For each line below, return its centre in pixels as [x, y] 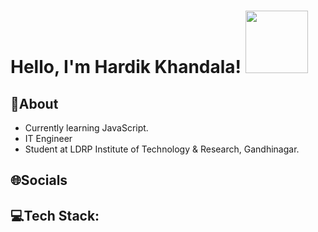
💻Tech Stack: [55, 215]
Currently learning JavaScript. [86, 128]
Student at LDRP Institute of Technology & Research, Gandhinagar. [162, 149]
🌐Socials [39, 180]
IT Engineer [48, 138]
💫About [34, 103]
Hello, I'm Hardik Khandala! [126, 67]
